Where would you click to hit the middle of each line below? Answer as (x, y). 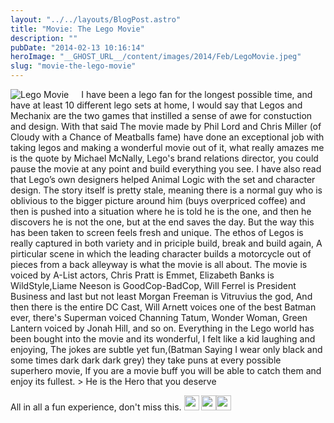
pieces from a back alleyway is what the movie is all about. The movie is (159, 264)
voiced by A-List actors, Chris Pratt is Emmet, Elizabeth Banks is (142, 275)
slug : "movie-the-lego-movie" (73, 66)
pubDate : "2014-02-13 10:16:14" (77, 47)
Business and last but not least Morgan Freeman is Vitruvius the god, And (161, 296)
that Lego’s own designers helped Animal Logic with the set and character (163, 179)
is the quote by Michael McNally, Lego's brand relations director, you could (164, 158)
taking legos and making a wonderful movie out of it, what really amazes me (167, 147)
